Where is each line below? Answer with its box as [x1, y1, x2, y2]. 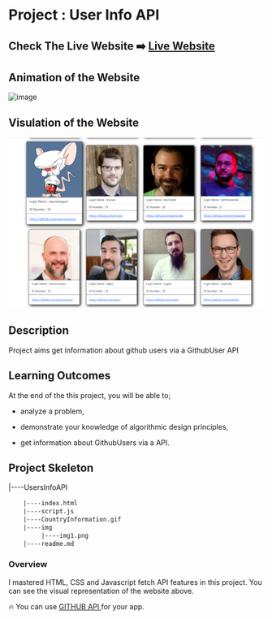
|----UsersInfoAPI [8, 483, 68, 492]
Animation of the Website [8, 71, 140, 84]
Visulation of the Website [8, 115, 140, 129]
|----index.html [23, 500, 79, 508]
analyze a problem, [19, 406, 84, 416]
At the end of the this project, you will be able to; [8, 390, 171, 400]
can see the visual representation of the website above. [8, 586, 194, 595]
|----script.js [23, 508, 75, 516]
